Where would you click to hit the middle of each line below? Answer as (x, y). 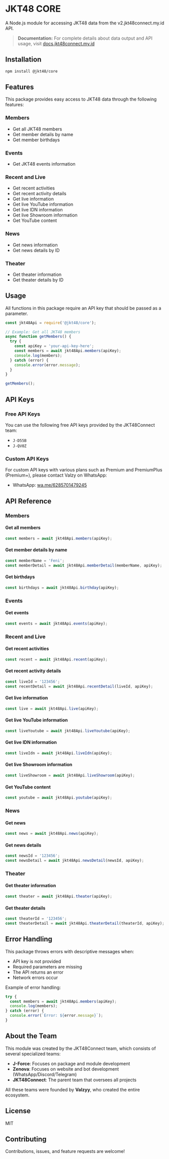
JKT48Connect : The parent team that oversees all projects (75, 1080)
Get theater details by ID (38, 279)
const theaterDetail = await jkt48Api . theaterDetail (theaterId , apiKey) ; (85, 923)
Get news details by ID (36, 250)
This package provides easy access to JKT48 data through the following (81, 99)
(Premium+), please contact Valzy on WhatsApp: (56, 475)
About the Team (31, 1036)
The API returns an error (38, 972)
